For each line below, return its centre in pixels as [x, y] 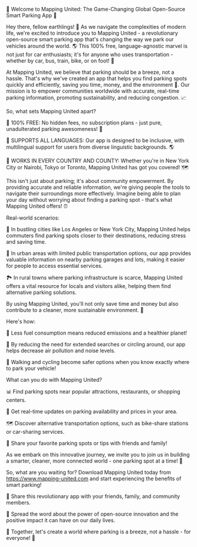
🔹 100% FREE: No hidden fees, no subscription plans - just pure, [84, 123]
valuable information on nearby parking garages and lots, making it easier [96, 259]
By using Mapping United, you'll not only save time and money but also [92, 304]
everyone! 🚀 [21, 538]
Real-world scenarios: [33, 218]
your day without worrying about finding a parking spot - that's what [89, 200]
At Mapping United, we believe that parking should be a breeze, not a [90, 72]
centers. [16, 400]
